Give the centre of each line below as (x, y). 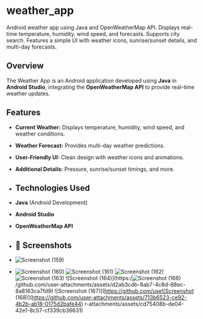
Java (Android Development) (51, 203)
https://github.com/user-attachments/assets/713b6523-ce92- (109, 298)
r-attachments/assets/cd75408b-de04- (134, 304)
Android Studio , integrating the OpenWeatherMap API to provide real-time (100, 87)
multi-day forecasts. (32, 47)
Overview (25, 66)
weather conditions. (40, 134)
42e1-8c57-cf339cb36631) (49, 310)
